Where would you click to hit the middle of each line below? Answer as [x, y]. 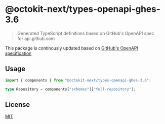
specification [18, 53]
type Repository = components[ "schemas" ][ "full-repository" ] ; [70, 89]
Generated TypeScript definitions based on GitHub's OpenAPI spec [86, 33]
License [18, 104]
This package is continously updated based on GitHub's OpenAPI [72, 48]
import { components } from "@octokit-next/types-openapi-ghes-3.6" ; [78, 80]
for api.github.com [36, 39]
